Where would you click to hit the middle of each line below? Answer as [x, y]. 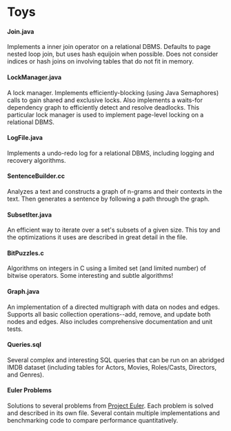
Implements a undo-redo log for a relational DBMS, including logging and [111, 153]
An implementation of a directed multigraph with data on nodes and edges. [114, 307]
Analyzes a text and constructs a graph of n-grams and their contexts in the [115, 191]
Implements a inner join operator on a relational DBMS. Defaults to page [109, 47]
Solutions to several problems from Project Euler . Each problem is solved [110, 406]
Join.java [21, 31]
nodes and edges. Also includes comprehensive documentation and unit [110, 321]
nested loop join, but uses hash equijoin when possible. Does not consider [113, 54]
